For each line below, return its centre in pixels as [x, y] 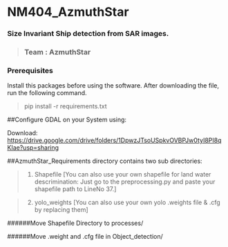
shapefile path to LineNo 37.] [75, 189]
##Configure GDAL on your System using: [67, 120]
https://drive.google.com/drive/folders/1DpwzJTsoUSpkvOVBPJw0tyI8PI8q [114, 140]
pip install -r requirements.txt [65, 106]
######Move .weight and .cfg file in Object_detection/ [85, 237]
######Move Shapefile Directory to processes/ [75, 223]
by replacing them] [61, 210]
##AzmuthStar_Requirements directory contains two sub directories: [105, 161]
